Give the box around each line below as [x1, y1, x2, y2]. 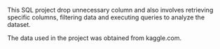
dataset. [7, 21, 32, 28]
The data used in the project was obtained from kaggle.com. [7, 34, 182, 42]
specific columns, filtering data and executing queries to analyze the [7, 13, 205, 21]
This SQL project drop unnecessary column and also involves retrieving [7, 6, 214, 14]
